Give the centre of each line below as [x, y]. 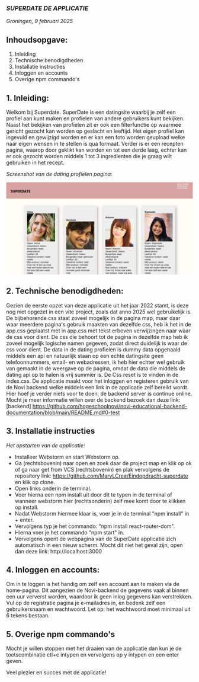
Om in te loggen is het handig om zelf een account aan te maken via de [93, 584]
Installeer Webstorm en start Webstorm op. [67, 457]
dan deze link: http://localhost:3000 [58, 551]
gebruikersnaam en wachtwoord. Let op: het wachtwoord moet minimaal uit [98, 609]
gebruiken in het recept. [36, 162]
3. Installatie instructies [51, 431]
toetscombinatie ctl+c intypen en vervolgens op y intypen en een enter [93, 655]
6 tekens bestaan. [28, 616]
